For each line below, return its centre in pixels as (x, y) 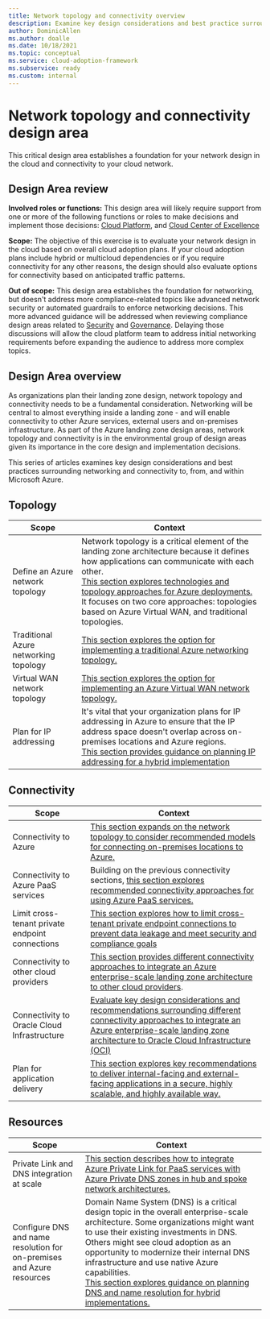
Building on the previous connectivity (160, 869)
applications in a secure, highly (174, 1083)
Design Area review (58, 189)
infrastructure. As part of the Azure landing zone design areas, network (127, 430)
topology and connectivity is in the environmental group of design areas (127, 438)
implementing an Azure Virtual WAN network (166, 688)
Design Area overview (65, 376)
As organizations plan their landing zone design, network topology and (125, 396)
